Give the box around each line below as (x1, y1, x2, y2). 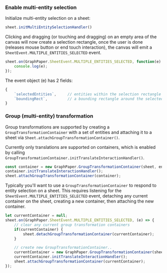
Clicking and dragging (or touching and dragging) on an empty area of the (5, 34, 157, 40)
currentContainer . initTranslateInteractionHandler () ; (14, 255, 128, 260)
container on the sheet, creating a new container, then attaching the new (5, 198, 154, 205)
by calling (5, 149, 25, 155)
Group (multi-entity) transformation (5, 113, 93, 120)
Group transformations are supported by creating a (5, 124, 110, 130)
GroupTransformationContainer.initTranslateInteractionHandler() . (5, 154, 145, 160)
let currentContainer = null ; (5, 213, 68, 218)
